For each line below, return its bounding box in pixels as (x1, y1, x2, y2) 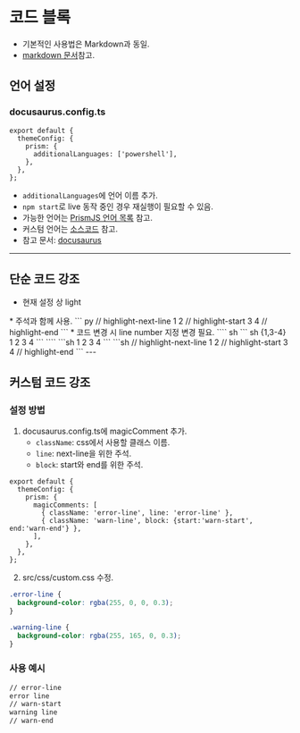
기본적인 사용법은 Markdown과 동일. (21, 38, 150, 49)
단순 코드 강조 (9, 272, 80, 287)
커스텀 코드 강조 (9, 375, 91, 390)
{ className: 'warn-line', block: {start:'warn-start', (41, 517, 254, 526)
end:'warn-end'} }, (9, 524, 82, 534)
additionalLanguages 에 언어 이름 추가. (21, 190, 158, 200)
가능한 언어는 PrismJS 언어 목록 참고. (21, 212, 154, 223)
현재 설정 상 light (21, 297, 82, 308)
